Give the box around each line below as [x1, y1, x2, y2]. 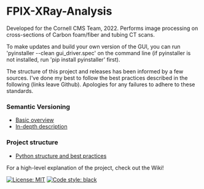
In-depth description [15, 123, 68, 130]
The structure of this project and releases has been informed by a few [6, 67, 184, 75]
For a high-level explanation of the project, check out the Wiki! [6, 164, 164, 171]
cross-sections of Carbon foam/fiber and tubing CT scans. [6, 31, 155, 38]
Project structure [6, 138, 58, 147]
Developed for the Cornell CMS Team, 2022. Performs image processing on [6, 24, 198, 32]
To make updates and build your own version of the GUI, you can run [6, 43, 181, 50]
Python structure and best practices [15, 152, 107, 160]
